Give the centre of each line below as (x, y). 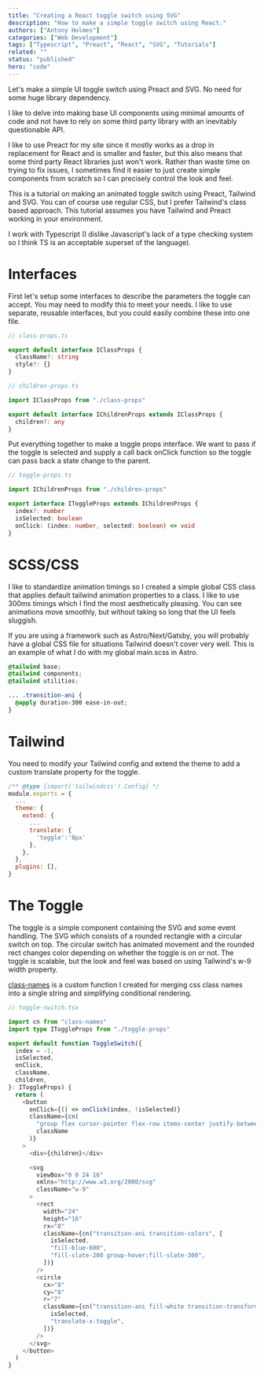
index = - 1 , (35, 1051)
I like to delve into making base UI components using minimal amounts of (126, 113)
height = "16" (62, 1218)
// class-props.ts (38, 336)
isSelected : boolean (49, 518)
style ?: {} (33, 364)
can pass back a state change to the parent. (79, 461)
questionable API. (37, 129)
